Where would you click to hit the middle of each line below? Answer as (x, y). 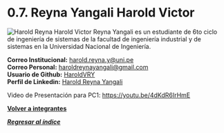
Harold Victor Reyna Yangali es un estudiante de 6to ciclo (136, 32)
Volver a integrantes (37, 108)
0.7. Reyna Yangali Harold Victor (101, 13)
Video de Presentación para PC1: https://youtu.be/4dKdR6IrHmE (99, 95)
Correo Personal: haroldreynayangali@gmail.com (78, 67)
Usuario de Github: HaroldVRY (51, 74)
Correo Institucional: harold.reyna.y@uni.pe (71, 59)
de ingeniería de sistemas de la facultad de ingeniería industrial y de (104, 39)
